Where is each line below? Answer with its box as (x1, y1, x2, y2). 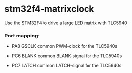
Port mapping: (4, 32, 40, 39)
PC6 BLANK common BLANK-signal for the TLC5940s (11, 53, 122, 59)
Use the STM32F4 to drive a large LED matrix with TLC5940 (4, 20, 127, 26)
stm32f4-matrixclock (4, 3, 94, 15)
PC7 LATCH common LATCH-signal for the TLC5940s (11, 63, 122, 69)
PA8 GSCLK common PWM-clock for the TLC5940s (11, 43, 117, 49)
